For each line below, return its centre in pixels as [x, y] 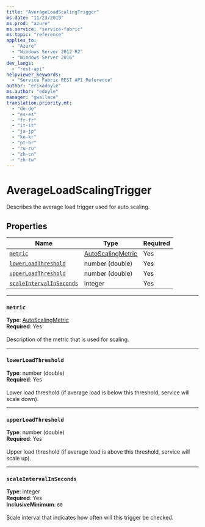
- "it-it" [24, 126]
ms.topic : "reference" [35, 35]
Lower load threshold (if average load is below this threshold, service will [98, 392]
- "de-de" [24, 109]
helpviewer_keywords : [34, 75]
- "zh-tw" [24, 160]
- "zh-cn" [24, 154]
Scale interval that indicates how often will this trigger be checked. [90, 518]
